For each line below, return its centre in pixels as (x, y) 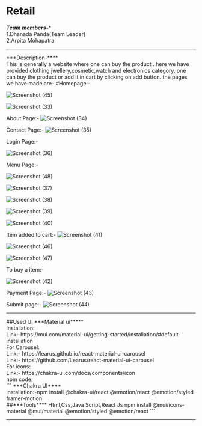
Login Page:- (22, 141)
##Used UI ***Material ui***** (45, 321)
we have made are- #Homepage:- (48, 83)
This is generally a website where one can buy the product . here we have (98, 64)
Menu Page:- (23, 165)
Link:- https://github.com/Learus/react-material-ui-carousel (80, 360)
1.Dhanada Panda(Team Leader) (46, 34)
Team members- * (29, 28)
